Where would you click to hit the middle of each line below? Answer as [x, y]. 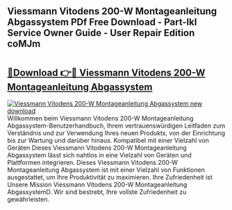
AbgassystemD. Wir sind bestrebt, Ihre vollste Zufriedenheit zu [97, 192]
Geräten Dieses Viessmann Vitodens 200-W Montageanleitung [97, 148]
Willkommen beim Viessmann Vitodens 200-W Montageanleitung [100, 118]
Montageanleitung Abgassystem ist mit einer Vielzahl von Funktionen [106, 170]
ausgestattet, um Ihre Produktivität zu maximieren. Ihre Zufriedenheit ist [110, 177]
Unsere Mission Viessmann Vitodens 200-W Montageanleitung [97, 184]
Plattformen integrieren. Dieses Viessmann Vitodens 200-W [93, 163]
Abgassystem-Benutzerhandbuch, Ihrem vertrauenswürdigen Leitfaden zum [116, 125]
